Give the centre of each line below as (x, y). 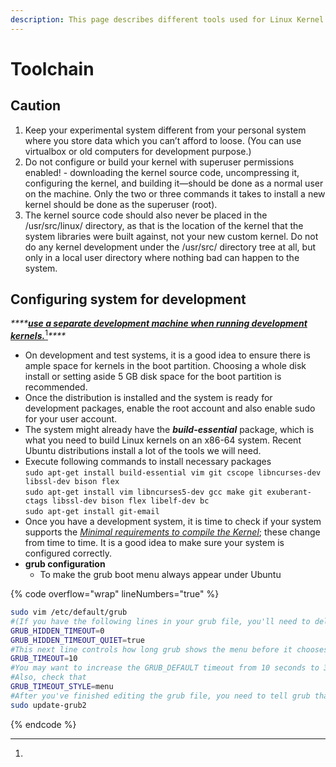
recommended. (56, 387)
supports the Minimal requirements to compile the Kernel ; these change (172, 532)
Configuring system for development (128, 299)
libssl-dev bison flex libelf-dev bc (130, 501)
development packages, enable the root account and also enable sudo (170, 408)
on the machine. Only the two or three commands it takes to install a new (175, 193)
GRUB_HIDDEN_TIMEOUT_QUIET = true (77, 640)
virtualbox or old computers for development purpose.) (138, 151)
